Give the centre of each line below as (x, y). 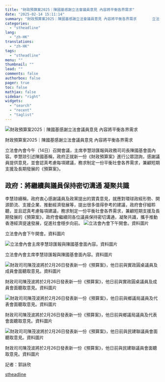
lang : (11, 32)
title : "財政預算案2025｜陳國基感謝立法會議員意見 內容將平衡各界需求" (70, 10)
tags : (11, 51)
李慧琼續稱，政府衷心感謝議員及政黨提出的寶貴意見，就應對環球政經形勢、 (80, 198)
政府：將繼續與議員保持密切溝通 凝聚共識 (67, 186)
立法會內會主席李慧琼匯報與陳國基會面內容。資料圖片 (59, 254)
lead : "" (14, 69)
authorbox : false (23, 78)
